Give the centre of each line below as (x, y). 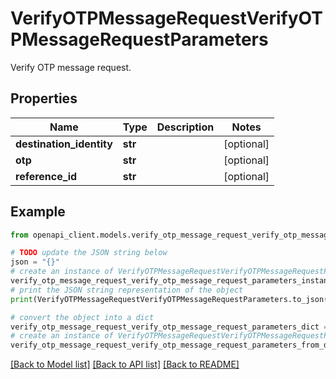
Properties (44, 98)
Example (38, 212)
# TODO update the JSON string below (89, 253)
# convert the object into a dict (82, 317)
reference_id (46, 176)
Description (185, 127)
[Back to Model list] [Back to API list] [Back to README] (125, 364)
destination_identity (64, 144)
